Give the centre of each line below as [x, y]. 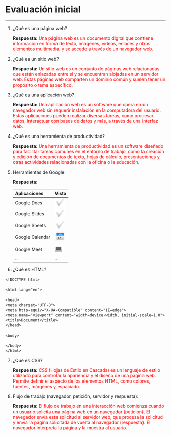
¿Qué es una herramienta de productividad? [59, 136]
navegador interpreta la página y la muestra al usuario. [70, 428]
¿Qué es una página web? [40, 28]
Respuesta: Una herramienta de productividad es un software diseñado [88, 146]
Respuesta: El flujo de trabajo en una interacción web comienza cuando [88, 406]
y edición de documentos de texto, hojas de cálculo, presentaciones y [86, 157]
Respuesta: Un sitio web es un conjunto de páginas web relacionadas [86, 69]
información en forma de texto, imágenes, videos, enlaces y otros [81, 43]
